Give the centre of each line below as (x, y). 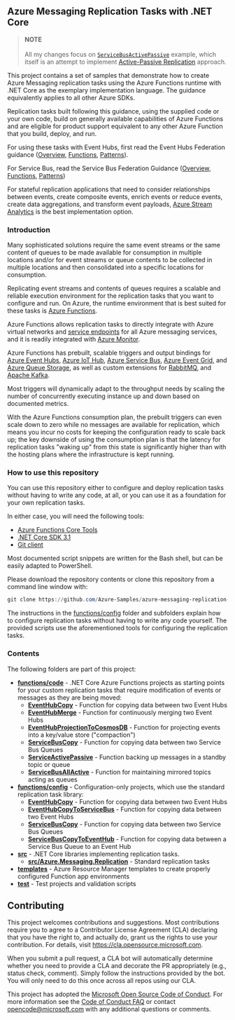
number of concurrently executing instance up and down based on (104, 396)
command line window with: (48, 587)
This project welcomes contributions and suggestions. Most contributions (113, 923)
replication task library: (50, 794)
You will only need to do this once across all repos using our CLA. (102, 981)
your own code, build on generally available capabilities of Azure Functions (115, 118)
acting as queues (53, 779)
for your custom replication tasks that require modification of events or (119, 690)
